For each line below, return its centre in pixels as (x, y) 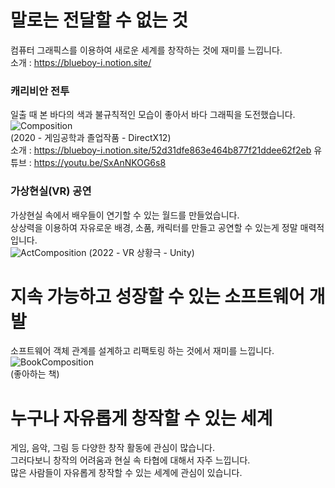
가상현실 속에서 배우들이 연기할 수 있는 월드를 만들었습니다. (125, 215)
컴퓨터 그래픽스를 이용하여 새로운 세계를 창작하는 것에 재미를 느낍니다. (146, 50)
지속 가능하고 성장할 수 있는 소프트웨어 (158, 296)
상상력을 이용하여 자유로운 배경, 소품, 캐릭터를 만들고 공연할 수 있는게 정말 (154, 227)
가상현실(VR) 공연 (51, 191)
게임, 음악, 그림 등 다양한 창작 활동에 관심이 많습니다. (112, 448)
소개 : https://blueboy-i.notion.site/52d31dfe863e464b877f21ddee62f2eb (161, 150)
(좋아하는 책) (35, 374)
